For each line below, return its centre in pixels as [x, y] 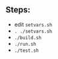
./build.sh [28, 38]
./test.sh [27, 51]
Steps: [18, 10]
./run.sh [25, 44]
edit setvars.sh [33, 24]
